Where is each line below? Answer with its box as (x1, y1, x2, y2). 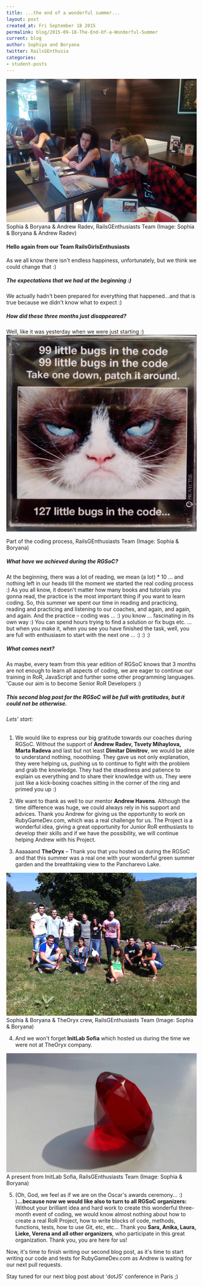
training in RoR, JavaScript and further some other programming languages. (6, 673, 195, 681)
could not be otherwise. (6, 700, 68, 707)
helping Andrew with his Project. (14, 836, 96, 843)
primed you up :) (14, 786, 57, 793)
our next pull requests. (6, 1261, 62, 1268)
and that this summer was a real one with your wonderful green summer (14, 854, 195, 861)
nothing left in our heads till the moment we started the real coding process (6, 579, 194, 587)
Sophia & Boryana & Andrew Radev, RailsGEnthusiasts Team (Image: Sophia (6, 223, 195, 230)
